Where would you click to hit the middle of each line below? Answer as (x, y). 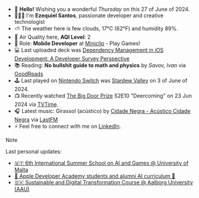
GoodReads (29, 74)
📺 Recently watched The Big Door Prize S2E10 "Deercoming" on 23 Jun (103, 96)
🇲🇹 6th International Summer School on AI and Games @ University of (101, 163)
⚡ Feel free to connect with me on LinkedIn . (68, 126)
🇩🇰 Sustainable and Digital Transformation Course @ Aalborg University (103, 182)
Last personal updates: (34, 151)
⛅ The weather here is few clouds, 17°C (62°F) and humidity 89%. (96, 29)
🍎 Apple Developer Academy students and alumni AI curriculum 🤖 (95, 176)
